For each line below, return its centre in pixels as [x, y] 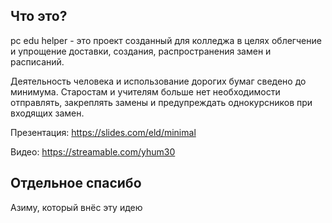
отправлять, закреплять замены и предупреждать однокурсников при [161, 102]
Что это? [39, 16]
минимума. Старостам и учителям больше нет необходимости [145, 91]
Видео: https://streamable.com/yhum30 [93, 151]
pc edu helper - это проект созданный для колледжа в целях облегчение [166, 40]
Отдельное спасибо [76, 183]
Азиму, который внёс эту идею [76, 207]
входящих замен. [47, 113]
